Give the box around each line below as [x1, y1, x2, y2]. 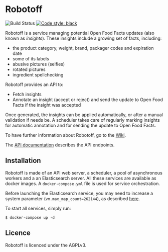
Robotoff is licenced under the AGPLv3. [5, 242, 87, 248]
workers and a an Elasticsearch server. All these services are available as [5, 175, 156, 181]
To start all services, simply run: [5, 205, 71, 211]
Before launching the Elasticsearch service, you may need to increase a [5, 190, 153, 196]
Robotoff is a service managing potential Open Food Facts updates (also [5, 30, 154, 36]
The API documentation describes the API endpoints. [5, 142, 115, 148]
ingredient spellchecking [12, 71, 64, 77]
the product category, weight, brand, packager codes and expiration [12, 45, 154, 51]
